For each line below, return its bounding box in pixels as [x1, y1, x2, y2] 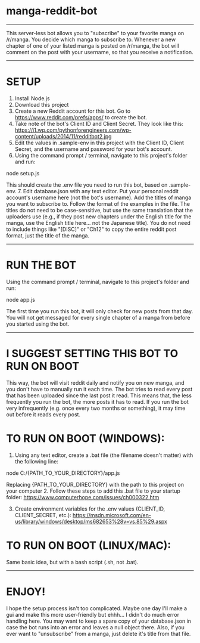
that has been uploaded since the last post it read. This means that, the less [6, 392, 192, 399]
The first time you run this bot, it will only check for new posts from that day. [6, 307, 193, 314]
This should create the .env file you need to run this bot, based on [6, 181, 168, 188]
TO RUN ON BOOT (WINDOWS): [6, 431, 165, 445]
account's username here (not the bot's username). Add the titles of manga [6, 194, 192, 201]
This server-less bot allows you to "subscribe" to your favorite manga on [6, 29, 185, 36]
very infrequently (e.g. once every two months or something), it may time [6, 404, 186, 412]
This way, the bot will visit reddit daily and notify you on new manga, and [6, 379, 185, 386]
